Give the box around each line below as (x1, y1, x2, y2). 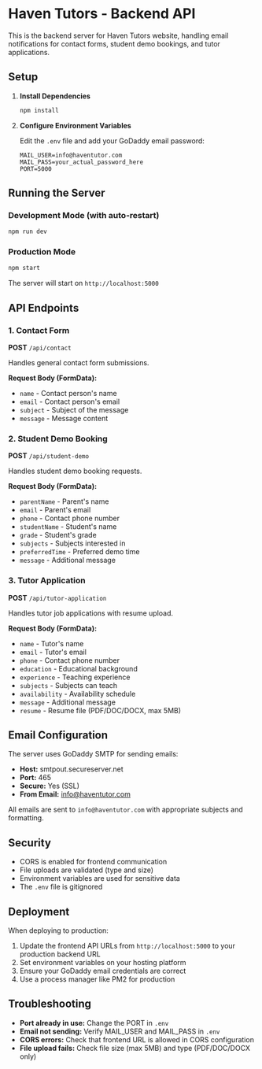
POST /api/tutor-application (8, 593, 107, 602)
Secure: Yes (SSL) (19, 781, 80, 791)
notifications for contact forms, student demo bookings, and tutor (8, 39, 220, 48)
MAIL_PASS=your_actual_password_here (19, 158, 144, 166)
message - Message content (19, 414, 109, 424)
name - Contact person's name (19, 389, 117, 398)
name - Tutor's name (19, 638, 84, 648)
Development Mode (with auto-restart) (8, 209, 160, 220)
